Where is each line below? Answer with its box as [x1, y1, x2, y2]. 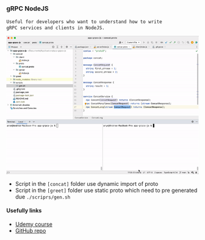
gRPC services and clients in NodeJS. [6, 25, 105, 31]
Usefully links [6, 207, 42, 214]
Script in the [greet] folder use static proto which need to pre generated [15, 186, 198, 194]
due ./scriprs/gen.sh [15, 193, 71, 200]
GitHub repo [15, 227, 46, 234]
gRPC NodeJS [6, 4, 49, 13]
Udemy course [15, 221, 53, 228]
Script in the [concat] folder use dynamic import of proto [15, 180, 159, 187]
